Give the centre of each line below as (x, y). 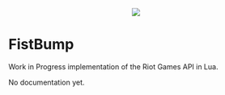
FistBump (41, 45)
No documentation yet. (47, 82)
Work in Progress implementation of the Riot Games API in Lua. (113, 66)
